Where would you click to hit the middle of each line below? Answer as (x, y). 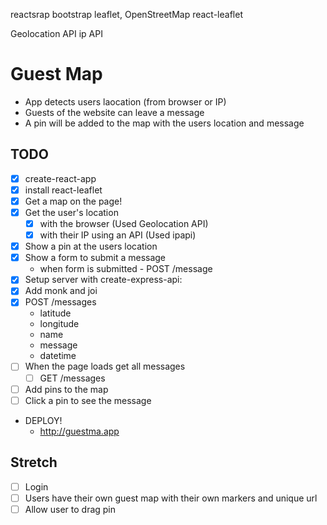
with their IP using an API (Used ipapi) (118, 235)
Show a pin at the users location (91, 246)
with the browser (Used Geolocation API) (124, 223)
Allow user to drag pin (70, 509)
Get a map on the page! (73, 201)
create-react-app (60, 178)
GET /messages (72, 378)
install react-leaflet (63, 190)
